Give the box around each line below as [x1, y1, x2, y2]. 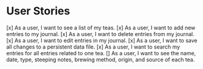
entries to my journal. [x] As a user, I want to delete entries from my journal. [6, 30, 195, 37]
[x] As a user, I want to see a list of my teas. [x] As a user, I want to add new [6, 24, 196, 31]
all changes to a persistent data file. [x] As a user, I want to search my [6, 43, 181, 50]
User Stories [6, 4, 70, 18]
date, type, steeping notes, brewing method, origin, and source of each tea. [6, 56, 195, 63]
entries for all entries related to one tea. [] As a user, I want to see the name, [6, 49, 196, 56]
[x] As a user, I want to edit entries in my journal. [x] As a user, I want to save [6, 37, 198, 44]
